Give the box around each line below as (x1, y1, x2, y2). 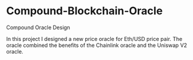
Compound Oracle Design (6, 24, 71, 31)
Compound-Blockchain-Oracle (6, 4, 163, 18)
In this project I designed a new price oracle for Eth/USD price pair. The (6, 35, 183, 42)
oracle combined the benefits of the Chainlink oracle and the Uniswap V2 (6, 42, 188, 49)
